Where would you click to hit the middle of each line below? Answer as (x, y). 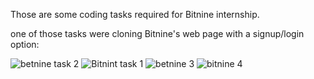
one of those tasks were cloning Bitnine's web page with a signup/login (157, 33)
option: (25, 44)
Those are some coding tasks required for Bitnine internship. (135, 14)
